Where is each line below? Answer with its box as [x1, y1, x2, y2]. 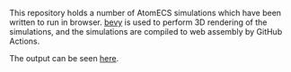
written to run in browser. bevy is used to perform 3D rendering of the [9, 17, 268, 28]
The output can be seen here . [9, 53, 119, 63]
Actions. [9, 36, 40, 46]
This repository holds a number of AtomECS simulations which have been [9, 8, 281, 18]
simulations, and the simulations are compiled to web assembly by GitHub [9, 27, 283, 36]
